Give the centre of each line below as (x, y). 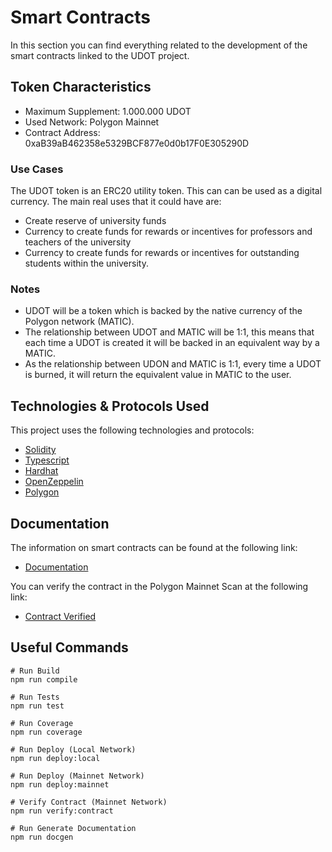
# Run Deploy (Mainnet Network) (77, 776)
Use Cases (37, 169)
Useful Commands (69, 647)
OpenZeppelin (54, 482)
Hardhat (41, 471)
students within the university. (86, 263)
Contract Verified (60, 616)
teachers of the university (78, 242)
